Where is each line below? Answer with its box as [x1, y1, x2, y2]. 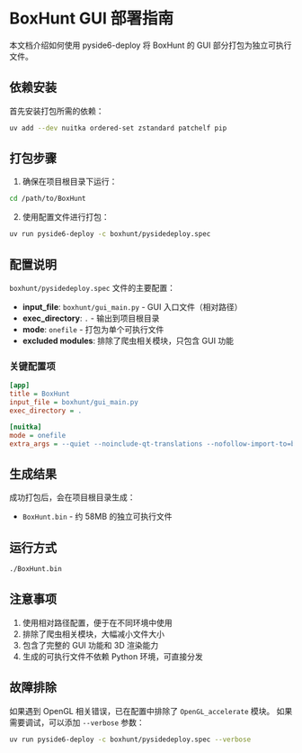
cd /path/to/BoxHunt [9, 195, 87, 204]
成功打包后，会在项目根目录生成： [9, 492, 136, 503]
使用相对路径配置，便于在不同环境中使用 [22, 617, 173, 628]
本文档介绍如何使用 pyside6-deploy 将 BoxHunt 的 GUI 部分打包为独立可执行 [9, 40, 292, 50]
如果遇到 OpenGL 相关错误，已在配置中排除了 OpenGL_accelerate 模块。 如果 [9, 705, 293, 716]
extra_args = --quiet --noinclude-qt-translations [9, 439, 203, 449]
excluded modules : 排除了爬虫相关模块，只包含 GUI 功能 [22, 335, 235, 346]
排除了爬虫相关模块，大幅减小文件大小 [22, 628, 164, 640]
